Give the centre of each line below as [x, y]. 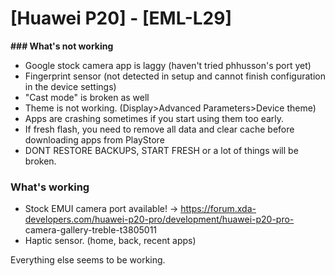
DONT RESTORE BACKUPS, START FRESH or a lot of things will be [161, 150]
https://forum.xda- [218, 209]
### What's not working [62, 46]
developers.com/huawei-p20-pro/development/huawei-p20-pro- [159, 219]
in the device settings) [70, 86]
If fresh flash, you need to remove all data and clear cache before [159, 129]
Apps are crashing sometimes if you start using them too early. [154, 118]
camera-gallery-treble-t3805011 [91, 230]
